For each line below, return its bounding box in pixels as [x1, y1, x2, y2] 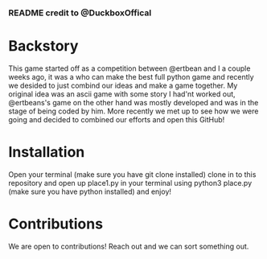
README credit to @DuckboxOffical [8, 7, 152, 18]
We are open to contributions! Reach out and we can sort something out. [8, 241, 249, 251]
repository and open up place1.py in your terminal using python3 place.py [8, 178, 252, 187]
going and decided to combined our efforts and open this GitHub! [8, 114, 225, 124]
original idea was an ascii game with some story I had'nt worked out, [8, 88, 236, 99]
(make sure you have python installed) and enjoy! [8, 187, 171, 196]
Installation [8, 143, 85, 162]
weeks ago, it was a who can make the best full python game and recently [8, 72, 255, 81]
